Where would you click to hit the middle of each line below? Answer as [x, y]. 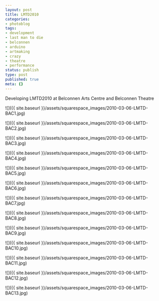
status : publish [22, 70]
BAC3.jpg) [16, 143]
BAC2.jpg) [16, 128]
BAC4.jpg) [16, 158]
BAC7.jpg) [15, 203]
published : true [22, 79]
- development [20, 33]
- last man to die [24, 38]
